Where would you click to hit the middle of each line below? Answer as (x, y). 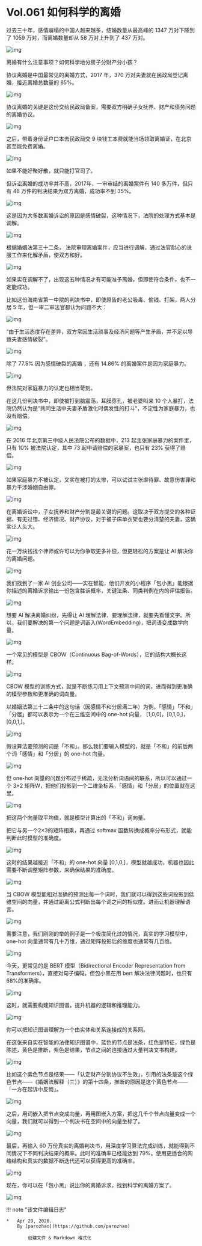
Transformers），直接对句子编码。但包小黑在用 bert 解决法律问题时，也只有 (99, 973)
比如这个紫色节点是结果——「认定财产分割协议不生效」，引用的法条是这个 (97, 1074)
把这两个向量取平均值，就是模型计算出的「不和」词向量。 (77, 817)
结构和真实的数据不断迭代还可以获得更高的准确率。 (75, 1161)
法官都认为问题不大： (81, 307)
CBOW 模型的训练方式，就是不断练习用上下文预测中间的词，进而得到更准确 (99, 686)
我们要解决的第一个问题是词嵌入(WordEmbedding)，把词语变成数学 (100, 622)
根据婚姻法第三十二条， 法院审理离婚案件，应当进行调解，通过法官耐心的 (96, 247)
